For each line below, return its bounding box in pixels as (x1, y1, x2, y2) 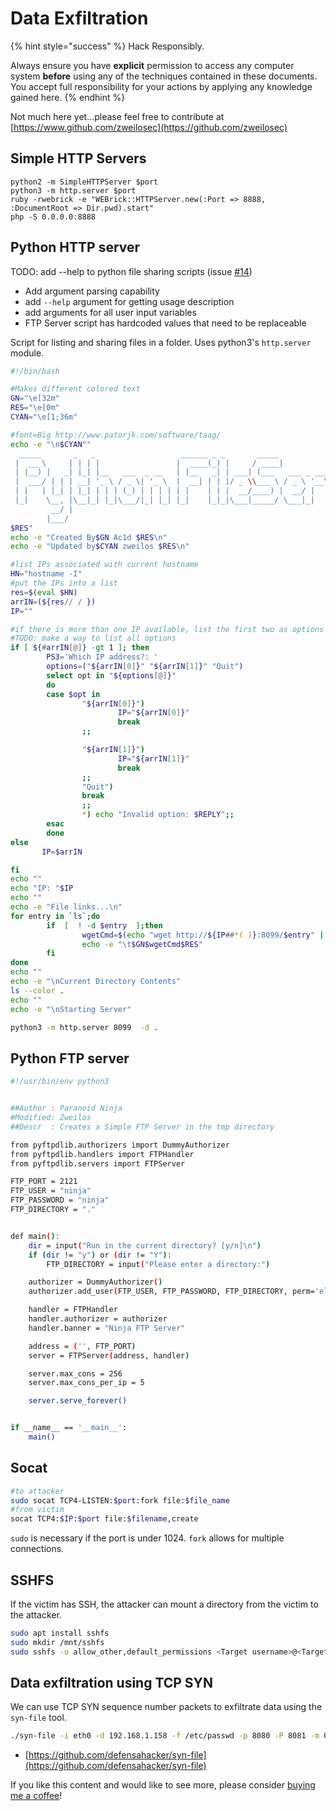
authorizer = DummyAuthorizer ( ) (28, 1277, 163, 1287)
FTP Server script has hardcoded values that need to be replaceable (24, 317, 307, 329)
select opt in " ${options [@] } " (46, 670, 177, 681)
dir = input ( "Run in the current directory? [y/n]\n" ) (28, 1240, 262, 1251)
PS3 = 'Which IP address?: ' (46, 652, 159, 662)
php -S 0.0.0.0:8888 (10, 212, 97, 222)
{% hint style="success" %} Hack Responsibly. (10, 40, 205, 52)
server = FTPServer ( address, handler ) (28, 1350, 190, 1361)
